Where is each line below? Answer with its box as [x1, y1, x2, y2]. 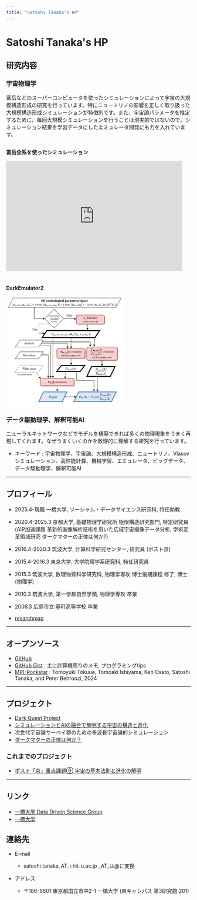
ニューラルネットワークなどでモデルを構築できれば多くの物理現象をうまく [6, 430, 186, 437]
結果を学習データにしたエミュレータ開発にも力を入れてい [42, 124, 181, 131]
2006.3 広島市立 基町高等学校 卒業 [14, 603, 98, 610]
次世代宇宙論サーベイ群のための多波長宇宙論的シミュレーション [14, 729, 169, 736]
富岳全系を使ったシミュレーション [6, 148, 89, 155]
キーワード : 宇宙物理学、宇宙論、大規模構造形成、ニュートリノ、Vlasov [14, 450, 189, 457]
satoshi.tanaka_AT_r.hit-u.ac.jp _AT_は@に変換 [23, 862, 135, 869]
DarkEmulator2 [6, 284, 44, 291]
